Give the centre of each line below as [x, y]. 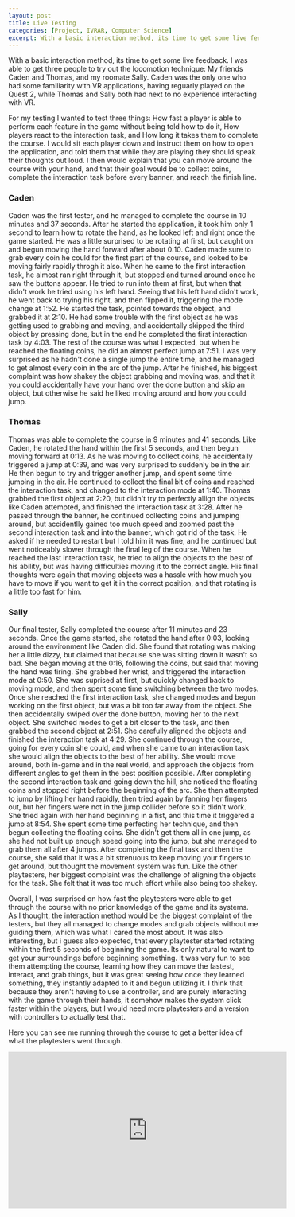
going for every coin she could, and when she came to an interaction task [129, 748]
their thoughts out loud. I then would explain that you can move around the [130, 161]
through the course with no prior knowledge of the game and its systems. [128, 907]
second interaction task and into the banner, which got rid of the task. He [128, 532]
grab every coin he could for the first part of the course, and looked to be [128, 257]
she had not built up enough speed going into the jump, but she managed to [132, 841]
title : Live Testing [43, 23]
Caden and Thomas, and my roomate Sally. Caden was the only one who [127, 77]
